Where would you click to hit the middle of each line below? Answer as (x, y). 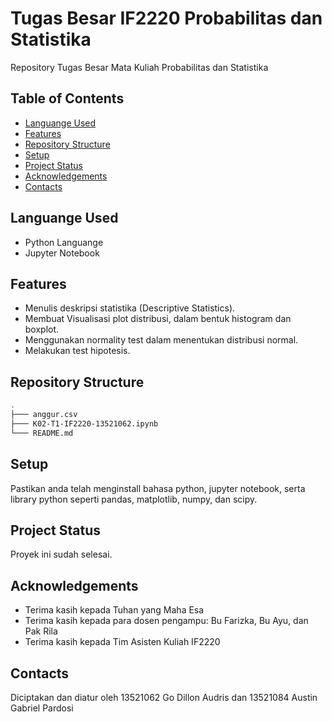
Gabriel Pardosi (42, 708)
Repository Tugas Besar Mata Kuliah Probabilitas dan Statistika (139, 67)
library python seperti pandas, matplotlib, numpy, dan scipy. (134, 499)
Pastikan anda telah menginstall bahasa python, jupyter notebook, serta (158, 488)
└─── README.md (42, 433)
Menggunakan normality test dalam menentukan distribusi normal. (161, 340)
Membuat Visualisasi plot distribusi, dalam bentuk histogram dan (158, 319)
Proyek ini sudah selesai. (61, 554)
